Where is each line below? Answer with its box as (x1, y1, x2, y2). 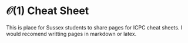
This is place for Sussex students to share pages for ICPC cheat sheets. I (6, 24, 183, 31)
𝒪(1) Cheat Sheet (6, 4, 89, 18)
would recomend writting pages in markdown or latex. (6, 30, 137, 37)
